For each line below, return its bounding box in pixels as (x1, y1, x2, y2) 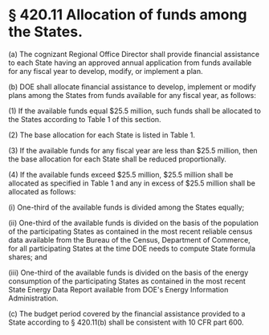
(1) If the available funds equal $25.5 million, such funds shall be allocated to (8, 106, 261, 116)
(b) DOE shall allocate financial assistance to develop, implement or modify (8, 82, 256, 92)
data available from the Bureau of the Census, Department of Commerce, (8, 235, 251, 244)
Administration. (8, 293, 59, 303)
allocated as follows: (8, 186, 76, 196)
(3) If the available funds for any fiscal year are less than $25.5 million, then (8, 145, 259, 155)
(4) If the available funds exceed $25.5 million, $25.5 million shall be (8, 170, 234, 179)
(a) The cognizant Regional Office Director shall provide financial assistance (8, 49, 259, 59)
